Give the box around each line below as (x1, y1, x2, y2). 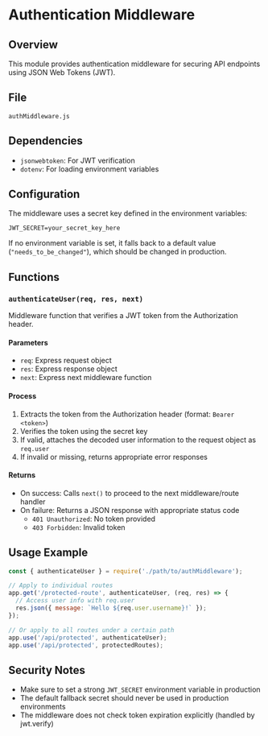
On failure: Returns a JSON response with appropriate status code (19, 505, 240, 515)
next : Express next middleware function (19, 373, 152, 382)
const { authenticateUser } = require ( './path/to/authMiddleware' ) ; (8, 567, 243, 575)
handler (19, 497, 46, 507)
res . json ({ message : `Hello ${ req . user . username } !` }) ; (15, 604, 207, 613)
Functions (8, 270, 60, 283)
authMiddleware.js (8, 112, 70, 120)
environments (19, 702, 66, 712)
